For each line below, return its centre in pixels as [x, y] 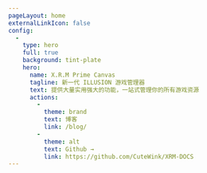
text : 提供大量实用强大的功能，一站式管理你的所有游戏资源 [114, 90]
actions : [44, 97]
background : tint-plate [62, 61]
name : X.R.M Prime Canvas [72, 75]
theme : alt [62, 142]
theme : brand [65, 112]
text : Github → [68, 149]
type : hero [41, 45]
